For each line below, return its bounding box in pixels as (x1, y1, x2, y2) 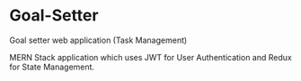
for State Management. (9, 61, 95, 72)
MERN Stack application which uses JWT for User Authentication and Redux (9, 52, 292, 62)
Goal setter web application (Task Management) (9, 35, 188, 45)
